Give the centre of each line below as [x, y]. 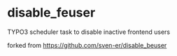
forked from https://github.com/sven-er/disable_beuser [87, 45]
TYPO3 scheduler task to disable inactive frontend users [89, 32]
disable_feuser [51, 13]
